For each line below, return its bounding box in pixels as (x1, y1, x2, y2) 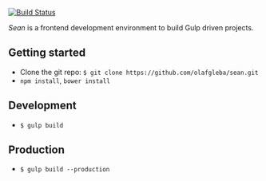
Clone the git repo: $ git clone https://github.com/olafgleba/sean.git (19, 67, 259, 77)
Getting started (8, 46, 86, 60)
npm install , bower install (19, 76, 110, 85)
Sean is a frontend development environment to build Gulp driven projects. (8, 23, 254, 32)
